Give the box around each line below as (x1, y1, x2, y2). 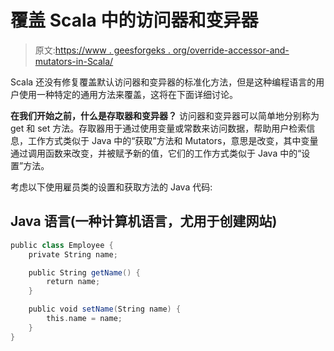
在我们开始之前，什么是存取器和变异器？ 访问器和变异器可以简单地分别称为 (10, 109, 320, 121)
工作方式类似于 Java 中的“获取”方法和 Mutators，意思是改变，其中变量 (27, 134, 319, 146)
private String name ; (28, 249, 118, 260)
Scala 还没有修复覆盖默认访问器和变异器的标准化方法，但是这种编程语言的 (10, 76, 317, 88)
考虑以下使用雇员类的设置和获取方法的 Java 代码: (10, 181, 213, 193)
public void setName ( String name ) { (28, 304, 182, 315)
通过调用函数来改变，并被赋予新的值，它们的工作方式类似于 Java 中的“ (10, 147, 302, 159)
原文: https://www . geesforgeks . (34, 44, 171, 56)
